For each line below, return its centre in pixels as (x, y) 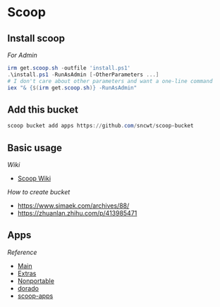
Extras (27, 273)
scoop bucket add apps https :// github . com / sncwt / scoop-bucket (100, 126)
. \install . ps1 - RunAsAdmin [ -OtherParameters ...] (83, 75)
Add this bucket (43, 109)
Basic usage (35, 148)
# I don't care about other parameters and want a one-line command (110, 81)
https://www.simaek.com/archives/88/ (73, 206)
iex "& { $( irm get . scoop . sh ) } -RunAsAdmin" (72, 88)
